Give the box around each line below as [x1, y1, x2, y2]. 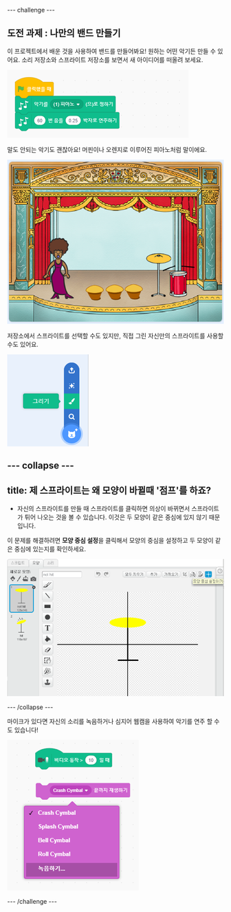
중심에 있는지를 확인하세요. [14, 545, 87, 553]
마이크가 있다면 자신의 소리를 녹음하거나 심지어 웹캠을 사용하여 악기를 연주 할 [7, 717, 213, 726]
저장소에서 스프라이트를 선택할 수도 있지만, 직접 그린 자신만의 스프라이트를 [7, 332, 206, 340]
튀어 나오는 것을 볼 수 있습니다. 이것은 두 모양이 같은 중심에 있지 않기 [24, 512, 208, 521]
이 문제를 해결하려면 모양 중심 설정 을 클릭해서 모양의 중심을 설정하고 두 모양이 [7, 536, 214, 544]
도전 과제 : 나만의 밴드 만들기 [7, 28, 121, 39]
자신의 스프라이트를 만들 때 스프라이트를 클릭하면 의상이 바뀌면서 [16, 504, 190, 512]
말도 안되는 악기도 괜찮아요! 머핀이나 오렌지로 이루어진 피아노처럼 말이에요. [7, 145, 208, 153]
